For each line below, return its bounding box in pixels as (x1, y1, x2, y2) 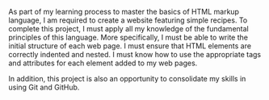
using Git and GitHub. (8, 82, 80, 92)
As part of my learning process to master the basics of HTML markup (8, 7, 240, 16)
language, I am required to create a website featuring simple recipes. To (8, 15, 248, 25)
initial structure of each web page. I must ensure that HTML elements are (8, 41, 252, 51)
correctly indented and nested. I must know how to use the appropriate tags (8, 50, 261, 59)
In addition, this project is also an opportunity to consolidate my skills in (8, 74, 246, 83)
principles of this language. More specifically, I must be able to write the (8, 32, 249, 42)
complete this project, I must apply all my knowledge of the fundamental (8, 24, 249, 33)
